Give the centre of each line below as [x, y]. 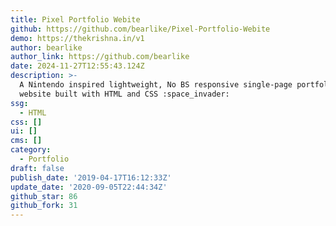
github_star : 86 [44, 196]
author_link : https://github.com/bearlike [100, 57]
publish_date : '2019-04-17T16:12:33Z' [91, 177]
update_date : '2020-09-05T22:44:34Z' [89, 187]
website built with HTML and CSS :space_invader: [124, 94]
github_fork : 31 [44, 206]
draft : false [37, 168]
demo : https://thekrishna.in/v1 [77, 38]
